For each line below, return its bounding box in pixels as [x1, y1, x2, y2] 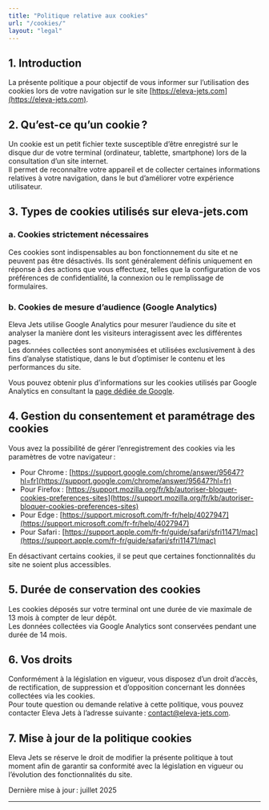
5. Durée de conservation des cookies [8, 583, 201, 597]
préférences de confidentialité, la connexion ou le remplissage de [8, 273, 224, 282]
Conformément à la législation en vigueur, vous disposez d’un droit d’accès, [8, 674, 259, 684]
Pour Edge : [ [19, 510, 62, 520]
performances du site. [8, 362, 82, 371]
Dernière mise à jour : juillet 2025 [8, 785, 118, 795]
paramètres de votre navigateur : [8, 452, 116, 461]
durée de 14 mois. [8, 630, 67, 639]
